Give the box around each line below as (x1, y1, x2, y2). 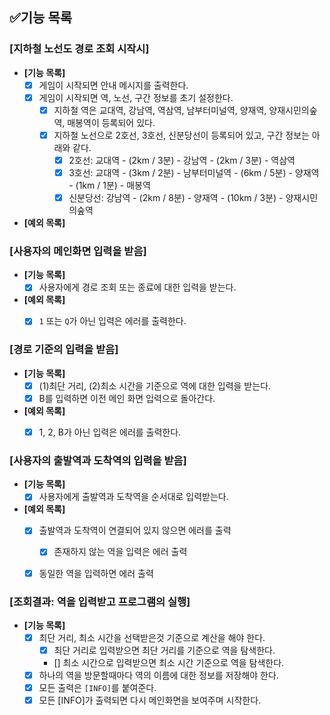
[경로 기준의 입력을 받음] (9, 343, 119, 357)
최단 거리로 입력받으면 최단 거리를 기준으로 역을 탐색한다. (53, 644, 276, 656)
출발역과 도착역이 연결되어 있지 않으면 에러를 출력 (38, 524, 232, 537)
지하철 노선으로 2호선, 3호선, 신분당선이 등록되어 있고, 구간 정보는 (53, 129, 310, 141)
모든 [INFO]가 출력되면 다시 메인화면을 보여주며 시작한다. (38, 694, 262, 707)
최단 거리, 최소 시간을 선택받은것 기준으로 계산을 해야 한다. (38, 631, 266, 643)
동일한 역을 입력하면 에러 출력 (38, 567, 154, 579)
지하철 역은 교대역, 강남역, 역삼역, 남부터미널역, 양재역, (53, 104, 267, 116)
